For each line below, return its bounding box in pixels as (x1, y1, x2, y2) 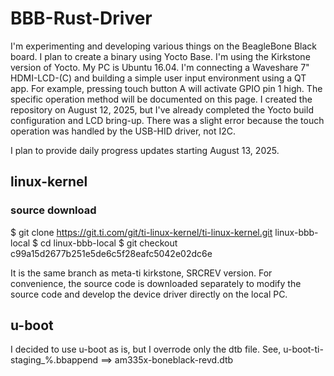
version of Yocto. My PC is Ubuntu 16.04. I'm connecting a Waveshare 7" (10, 61, 310, 73)
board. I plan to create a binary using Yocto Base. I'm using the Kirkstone (10, 50, 311, 62)
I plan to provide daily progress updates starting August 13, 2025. (10, 144, 280, 156)
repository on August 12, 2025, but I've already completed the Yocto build (10, 103, 314, 116)
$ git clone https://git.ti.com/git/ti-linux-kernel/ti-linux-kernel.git (10, 226, 273, 238)
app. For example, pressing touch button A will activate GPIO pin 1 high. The (10, 82, 323, 94)
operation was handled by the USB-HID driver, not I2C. (10, 125, 237, 137)
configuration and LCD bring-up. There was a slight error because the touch (10, 114, 325, 126)
